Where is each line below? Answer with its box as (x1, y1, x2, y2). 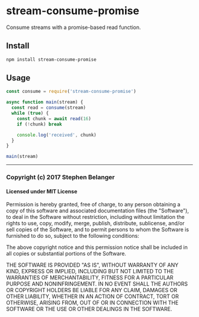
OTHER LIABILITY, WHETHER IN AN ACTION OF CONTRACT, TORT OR (6, 293, 179, 300)
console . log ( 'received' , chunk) (17, 132, 97, 138)
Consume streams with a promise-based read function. (6, 24, 141, 31)
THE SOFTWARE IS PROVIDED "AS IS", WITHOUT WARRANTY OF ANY (6, 261, 179, 269)
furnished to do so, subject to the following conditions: (6, 232, 139, 240)
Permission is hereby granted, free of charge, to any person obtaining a (6, 201, 181, 208)
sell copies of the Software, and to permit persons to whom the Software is (6, 226, 190, 233)
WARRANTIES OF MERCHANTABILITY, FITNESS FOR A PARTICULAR (6, 274, 174, 282)
